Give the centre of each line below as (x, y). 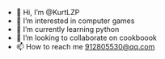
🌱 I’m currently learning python (68, 29)
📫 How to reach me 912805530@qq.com (85, 47)
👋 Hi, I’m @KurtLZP (48, 12)
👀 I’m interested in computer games (75, 21)
